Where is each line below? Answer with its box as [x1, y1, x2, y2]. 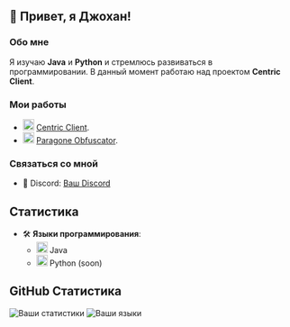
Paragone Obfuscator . [35, 134, 119, 145]
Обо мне [9, 36, 50, 49]
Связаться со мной [9, 157, 99, 169]
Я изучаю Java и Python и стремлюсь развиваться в [9, 56, 213, 68]
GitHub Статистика [9, 284, 122, 299]
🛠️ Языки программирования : [22, 229, 141, 240]
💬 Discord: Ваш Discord [22, 177, 111, 189]
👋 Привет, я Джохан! [9, 9, 132, 24]
